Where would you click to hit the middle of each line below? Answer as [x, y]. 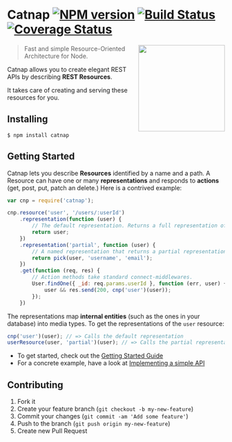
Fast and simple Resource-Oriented [75, 48]
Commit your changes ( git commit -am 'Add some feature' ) [103, 416]
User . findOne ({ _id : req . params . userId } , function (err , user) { [129, 284]
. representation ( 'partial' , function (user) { [88, 245]
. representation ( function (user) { [71, 219]
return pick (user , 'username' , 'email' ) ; [93, 258]
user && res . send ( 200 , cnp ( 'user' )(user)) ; [107, 290]
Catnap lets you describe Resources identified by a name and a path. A [109, 173]
